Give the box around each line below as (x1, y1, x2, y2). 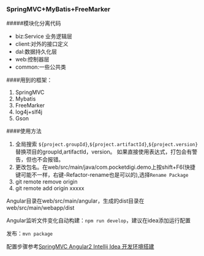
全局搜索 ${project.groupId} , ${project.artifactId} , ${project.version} (15, 141, 198, 148)
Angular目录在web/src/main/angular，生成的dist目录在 (6, 197, 145, 204)
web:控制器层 (15, 56, 50, 63)
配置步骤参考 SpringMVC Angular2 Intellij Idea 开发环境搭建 (6, 243, 154, 250)
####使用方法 (6, 128, 42, 135)
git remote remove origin (15, 178, 78, 185)
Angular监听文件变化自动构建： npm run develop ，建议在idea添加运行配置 (6, 217, 191, 224)
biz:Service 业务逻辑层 (15, 33, 72, 40)
